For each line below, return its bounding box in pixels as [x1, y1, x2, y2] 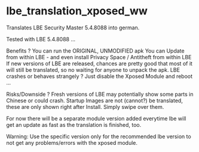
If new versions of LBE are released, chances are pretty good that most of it [6, 60, 193, 67]
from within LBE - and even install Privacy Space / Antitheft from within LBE [6, 53, 192, 60]
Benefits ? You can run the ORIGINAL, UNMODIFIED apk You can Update [6, 47, 185, 54]
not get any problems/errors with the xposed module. [6, 139, 138, 146]
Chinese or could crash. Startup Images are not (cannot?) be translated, [6, 97, 183, 104]
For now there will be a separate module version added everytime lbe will [6, 115, 186, 122]
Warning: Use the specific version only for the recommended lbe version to [6, 133, 191, 140]
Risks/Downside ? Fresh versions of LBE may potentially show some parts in [6, 90, 194, 98]
